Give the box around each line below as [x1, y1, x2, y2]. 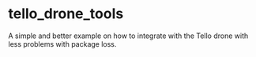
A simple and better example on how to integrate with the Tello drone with [8, 31, 249, 40]
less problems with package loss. [8, 39, 117, 48]
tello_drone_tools [8, 5, 124, 23]
